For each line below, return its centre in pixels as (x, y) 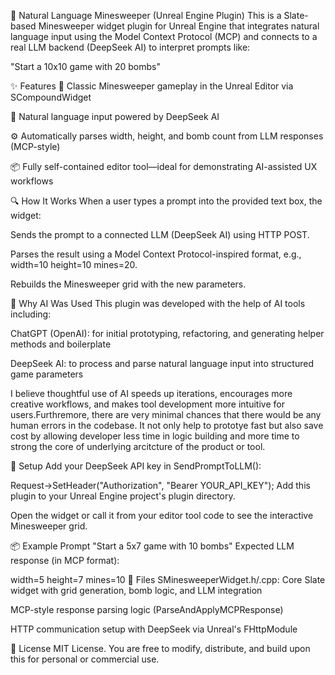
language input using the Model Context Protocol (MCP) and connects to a (164, 36)
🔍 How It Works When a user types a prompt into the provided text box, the (166, 201)
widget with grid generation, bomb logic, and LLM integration (136, 590)
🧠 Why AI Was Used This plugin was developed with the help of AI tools (158, 303)
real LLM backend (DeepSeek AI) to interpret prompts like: (130, 47)
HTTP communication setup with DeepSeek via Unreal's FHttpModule (154, 629)
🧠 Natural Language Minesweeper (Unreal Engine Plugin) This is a (146, 15)
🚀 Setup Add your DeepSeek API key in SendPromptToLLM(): (136, 466)
